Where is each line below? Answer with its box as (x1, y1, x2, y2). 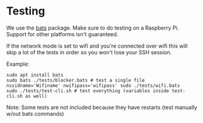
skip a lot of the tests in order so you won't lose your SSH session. (6, 48, 172, 55)
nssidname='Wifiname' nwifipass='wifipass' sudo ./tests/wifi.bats (6, 83, 181, 89)
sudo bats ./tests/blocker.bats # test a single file (6, 77, 145, 83)
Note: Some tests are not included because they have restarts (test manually (6, 104, 198, 111)
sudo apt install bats (6, 72, 64, 78)
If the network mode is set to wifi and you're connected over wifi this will (6, 42, 188, 49)
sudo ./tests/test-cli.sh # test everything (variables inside (6, 87, 170, 94)
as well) (25, 93, 47, 99)
